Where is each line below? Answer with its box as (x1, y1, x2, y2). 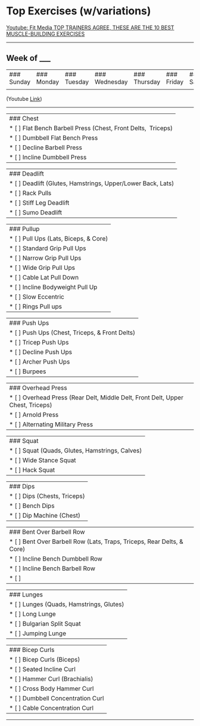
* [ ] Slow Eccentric (9, 293, 64, 301)
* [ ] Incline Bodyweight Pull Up (9, 282, 98, 291)
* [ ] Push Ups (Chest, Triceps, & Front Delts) (9, 328, 136, 337)
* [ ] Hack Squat (9, 466, 55, 474)
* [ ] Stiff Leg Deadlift (9, 198, 70, 207)
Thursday (133, 78, 161, 86)
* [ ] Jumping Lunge (9, 629, 67, 637)
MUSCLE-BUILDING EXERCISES (6, 30, 85, 37)
